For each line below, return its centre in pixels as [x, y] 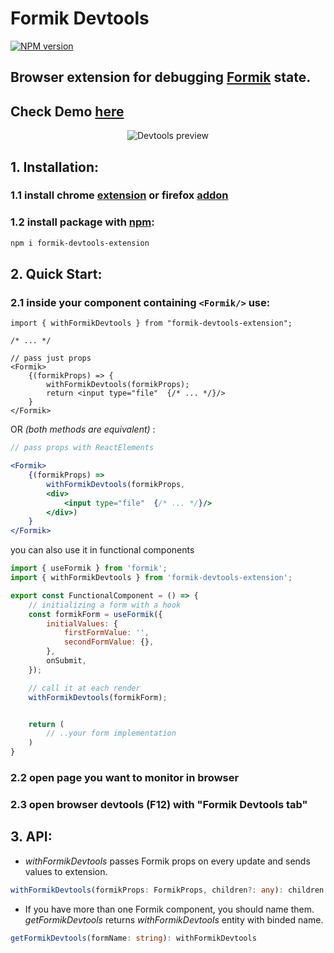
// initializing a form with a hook [105, 605]
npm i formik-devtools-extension [80, 243]
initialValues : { [82, 623]
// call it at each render [84, 688]
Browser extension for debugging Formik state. [161, 77]
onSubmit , [66, 661]
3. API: [31, 837]
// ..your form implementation [111, 733]
